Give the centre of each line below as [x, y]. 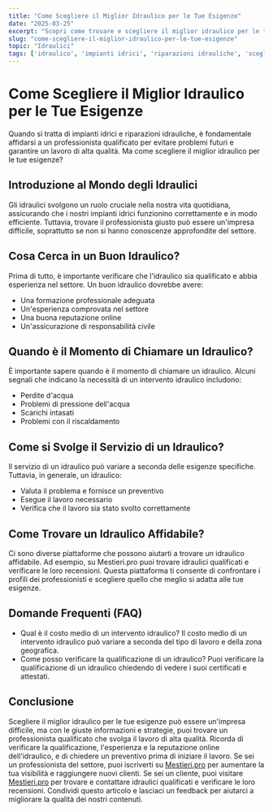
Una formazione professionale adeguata [87, 300]
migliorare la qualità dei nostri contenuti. [76, 799]
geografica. [39, 650]
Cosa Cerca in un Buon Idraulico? [94, 256]
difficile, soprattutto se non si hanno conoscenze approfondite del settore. [132, 230]
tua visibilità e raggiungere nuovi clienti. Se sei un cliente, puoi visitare [126, 773]
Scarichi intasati [47, 413]
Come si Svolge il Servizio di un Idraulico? [117, 447]
